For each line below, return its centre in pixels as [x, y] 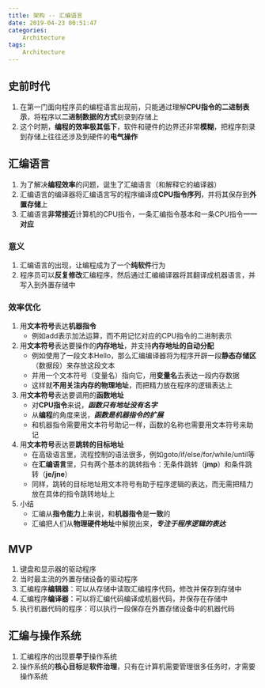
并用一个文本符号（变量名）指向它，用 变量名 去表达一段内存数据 [135, 376]
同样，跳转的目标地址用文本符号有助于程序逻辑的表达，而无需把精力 [142, 484]
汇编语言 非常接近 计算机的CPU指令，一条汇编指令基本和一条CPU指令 [131, 214]
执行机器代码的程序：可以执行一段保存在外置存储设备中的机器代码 [127, 609]
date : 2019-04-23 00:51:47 [53, 23]
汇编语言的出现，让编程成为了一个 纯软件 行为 [93, 265]
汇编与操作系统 [45, 636]
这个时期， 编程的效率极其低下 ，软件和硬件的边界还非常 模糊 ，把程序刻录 [137, 127]
